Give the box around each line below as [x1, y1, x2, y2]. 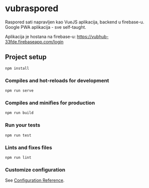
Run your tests [5, 122, 40, 129]
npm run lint [5, 155, 32, 160]
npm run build [5, 111, 34, 115]
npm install [5, 66, 29, 71]
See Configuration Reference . [5, 177, 65, 183]
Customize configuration [5, 166, 66, 173]
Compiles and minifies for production [5, 99, 95, 106]
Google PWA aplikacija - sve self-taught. [5, 24, 87, 30]
